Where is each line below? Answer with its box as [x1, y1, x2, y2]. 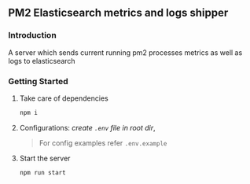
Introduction [8, 30, 57, 41]
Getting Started [8, 75, 68, 86]
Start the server [19, 153, 71, 163]
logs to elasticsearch [8, 56, 76, 65]
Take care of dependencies [19, 94, 108, 103]
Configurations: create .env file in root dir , [19, 123, 156, 132]
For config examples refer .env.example [39, 138, 167, 148]
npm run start [19, 168, 66, 176]
